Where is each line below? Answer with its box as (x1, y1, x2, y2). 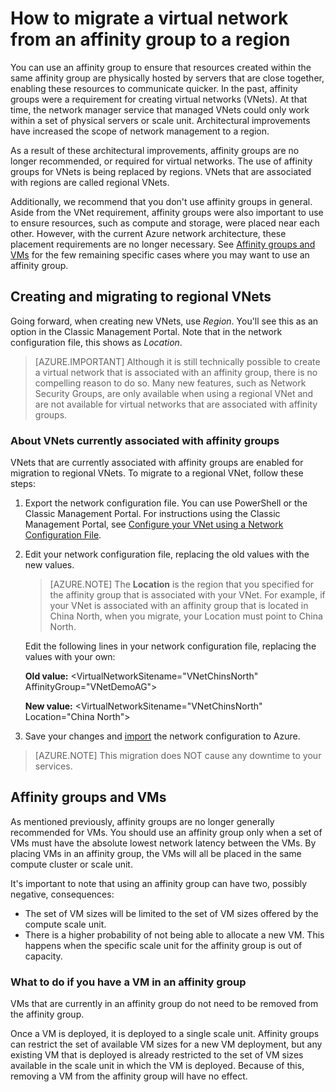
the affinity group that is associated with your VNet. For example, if (49, 589, 326, 601)
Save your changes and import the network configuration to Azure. (24, 730, 301, 742)
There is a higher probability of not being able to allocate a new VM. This (24, 928, 325, 941)
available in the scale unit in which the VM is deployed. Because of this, (10, 1060, 305, 1072)
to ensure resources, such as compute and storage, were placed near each (10, 217, 320, 229)
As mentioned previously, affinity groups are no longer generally (10, 815, 275, 827)
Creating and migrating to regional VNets (10, 288, 272, 306)
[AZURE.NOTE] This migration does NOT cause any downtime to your (34, 750, 322, 762)
